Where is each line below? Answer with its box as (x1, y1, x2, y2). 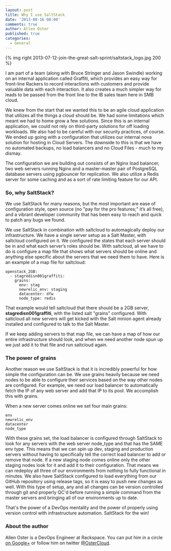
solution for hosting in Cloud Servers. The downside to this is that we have (5, 139, 162, 145)
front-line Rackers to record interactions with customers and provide (5, 81, 150, 87)
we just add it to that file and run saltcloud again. (5, 342, 108, 348)
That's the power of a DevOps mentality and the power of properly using (5, 505, 158, 511)
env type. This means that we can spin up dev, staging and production (5, 446, 154, 452)
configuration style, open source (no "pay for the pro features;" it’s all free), (5, 206, 164, 212)
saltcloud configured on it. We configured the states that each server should (5, 238, 166, 244)
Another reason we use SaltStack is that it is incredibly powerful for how (5, 366, 157, 372)
